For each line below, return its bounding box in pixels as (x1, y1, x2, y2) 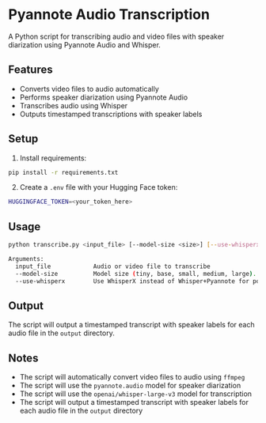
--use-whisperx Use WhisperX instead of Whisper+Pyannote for (15, 277, 249, 285)
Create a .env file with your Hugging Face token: (19, 183, 178, 192)
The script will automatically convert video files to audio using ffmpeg (19, 372, 245, 382)
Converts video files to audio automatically (19, 84, 160, 93)
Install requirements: (19, 153, 87, 163)
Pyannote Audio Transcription (8, 6, 210, 24)
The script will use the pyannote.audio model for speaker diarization (19, 381, 241, 391)
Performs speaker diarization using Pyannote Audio (19, 93, 188, 102)
